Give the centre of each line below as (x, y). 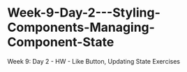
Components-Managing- (81, 27)
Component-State (61, 42)
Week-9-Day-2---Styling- (84, 13)
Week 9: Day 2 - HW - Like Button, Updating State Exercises (93, 61)
